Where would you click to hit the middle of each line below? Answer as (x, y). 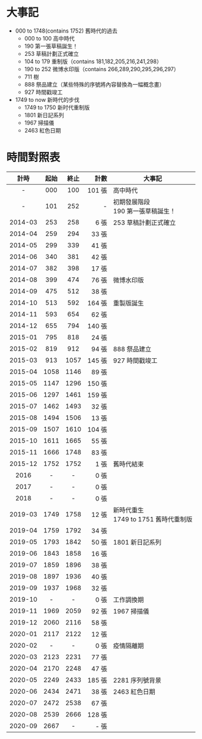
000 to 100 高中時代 (50, 38)
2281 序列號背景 (137, 680)
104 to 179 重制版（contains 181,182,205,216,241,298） (93, 61)
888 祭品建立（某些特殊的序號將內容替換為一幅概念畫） (95, 84)
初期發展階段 (132, 202)
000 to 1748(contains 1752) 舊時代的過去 (66, 31)
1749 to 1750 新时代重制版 (57, 107)
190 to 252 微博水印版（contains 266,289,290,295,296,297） (102, 69)
